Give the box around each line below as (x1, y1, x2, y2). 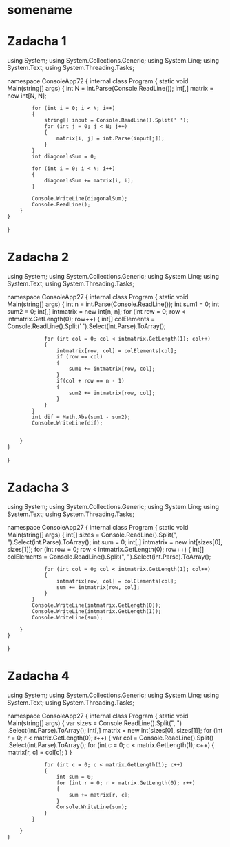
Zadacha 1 (7, 34, 67, 50)
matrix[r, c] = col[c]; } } (7, 748, 72, 756)
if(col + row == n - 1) (56, 378, 125, 385)
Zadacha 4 (7, 668, 70, 684)
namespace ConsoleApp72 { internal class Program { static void (7, 77, 189, 85)
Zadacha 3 (7, 480, 70, 495)
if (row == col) (56, 354, 103, 361)
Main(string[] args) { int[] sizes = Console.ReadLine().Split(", (7, 530, 178, 539)
